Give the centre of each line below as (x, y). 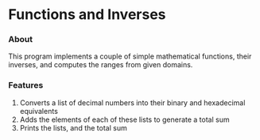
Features (26, 85)
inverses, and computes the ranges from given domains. (101, 65)
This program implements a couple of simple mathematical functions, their (130, 56)
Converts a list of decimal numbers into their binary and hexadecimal (132, 102)
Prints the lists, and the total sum (73, 127)
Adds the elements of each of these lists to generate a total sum (124, 119)
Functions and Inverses (87, 15)
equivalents (39, 111)
